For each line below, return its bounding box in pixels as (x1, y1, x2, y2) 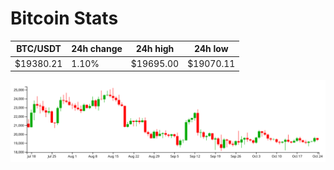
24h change (71, 43, 123, 55)
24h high (135, 43, 175, 55)
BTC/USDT (16, 43, 62, 55)
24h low (193, 43, 229, 55)
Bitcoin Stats (10, 7, 119, 30)
